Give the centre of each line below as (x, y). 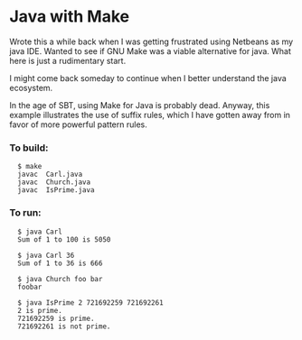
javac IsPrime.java (56, 190)
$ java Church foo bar (60, 279)
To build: (29, 148)
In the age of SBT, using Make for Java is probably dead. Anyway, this (140, 105)
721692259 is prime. (56, 318)
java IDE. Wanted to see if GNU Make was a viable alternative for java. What (151, 51)
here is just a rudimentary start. (68, 60)
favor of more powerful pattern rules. (78, 124)
